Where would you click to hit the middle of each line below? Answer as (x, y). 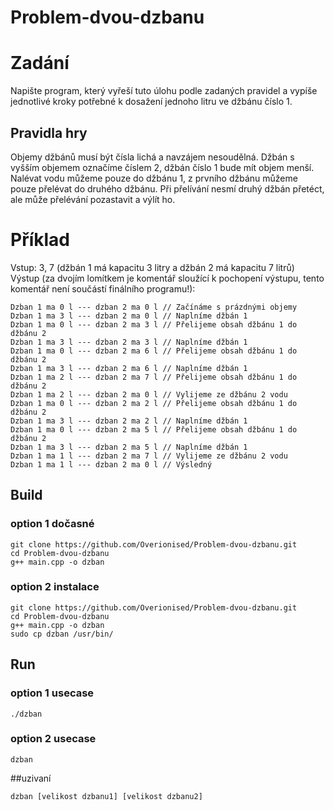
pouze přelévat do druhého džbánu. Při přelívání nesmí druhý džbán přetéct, (167, 188)
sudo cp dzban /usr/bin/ (62, 634)
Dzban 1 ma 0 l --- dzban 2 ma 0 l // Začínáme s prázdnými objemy (154, 307)
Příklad (40, 240)
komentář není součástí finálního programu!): (103, 288)
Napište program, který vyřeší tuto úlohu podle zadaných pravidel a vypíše (164, 91)
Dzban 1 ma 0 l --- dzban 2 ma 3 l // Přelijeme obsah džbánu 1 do (154, 324)
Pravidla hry (49, 132)
